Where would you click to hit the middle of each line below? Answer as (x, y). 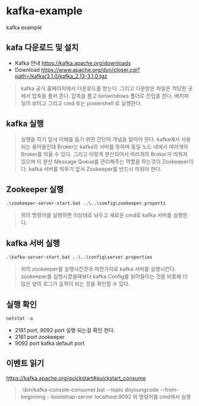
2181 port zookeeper (40, 337)
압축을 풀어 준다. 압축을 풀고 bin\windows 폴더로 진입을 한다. (102, 96)
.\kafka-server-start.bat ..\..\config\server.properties (79, 257)
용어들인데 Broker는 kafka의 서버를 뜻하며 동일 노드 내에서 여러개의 (110, 146)
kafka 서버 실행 (33, 243)
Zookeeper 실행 (35, 189)
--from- (170, 389)
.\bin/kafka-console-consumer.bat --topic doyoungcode (90, 389)
